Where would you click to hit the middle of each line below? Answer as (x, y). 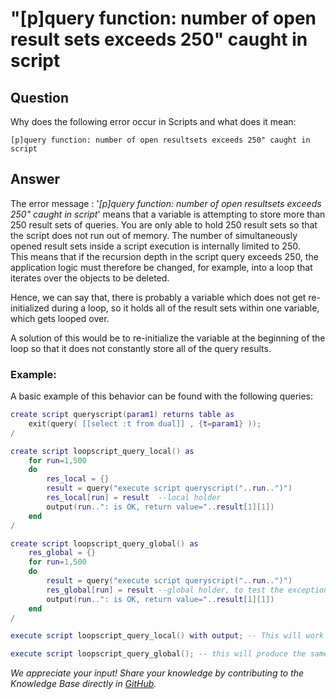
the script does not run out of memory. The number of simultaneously (154, 235)
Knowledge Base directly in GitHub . (83, 684)
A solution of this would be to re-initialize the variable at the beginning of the (168, 338)
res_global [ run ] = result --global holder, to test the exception (187, 590)
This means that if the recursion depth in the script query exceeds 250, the (164, 256)
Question (39, 97)
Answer (35, 179)
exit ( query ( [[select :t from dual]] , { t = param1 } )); (145, 423)
